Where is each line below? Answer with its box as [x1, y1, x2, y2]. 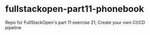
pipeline [5, 24, 21, 30]
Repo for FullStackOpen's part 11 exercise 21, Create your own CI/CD [5, 19, 145, 25]
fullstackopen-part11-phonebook [5, 3, 145, 15]
